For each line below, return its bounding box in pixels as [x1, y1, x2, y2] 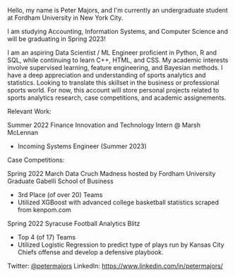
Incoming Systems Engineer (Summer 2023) [17, 142, 147, 151]
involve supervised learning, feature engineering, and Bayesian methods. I [7, 64, 224, 71]
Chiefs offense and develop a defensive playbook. [17, 248, 164, 257]
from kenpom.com [17, 206, 72, 214]
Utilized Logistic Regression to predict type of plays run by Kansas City [17, 240, 224, 249]
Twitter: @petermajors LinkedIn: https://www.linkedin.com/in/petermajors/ [7, 261, 224, 270]
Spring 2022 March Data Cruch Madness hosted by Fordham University [7, 170, 216, 177]
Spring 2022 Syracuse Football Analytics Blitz [7, 219, 140, 228]
